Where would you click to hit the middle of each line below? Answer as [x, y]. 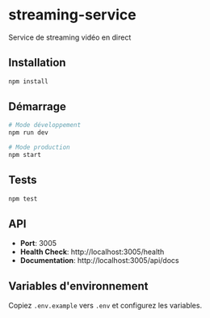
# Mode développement [45, 125]
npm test [23, 199]
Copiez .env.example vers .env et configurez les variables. [105, 306]
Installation [37, 63]
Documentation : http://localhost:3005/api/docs [99, 261]
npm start [25, 155]
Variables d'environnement [78, 286]
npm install [28, 81]
